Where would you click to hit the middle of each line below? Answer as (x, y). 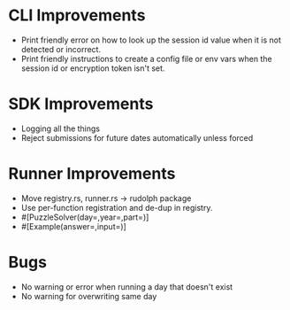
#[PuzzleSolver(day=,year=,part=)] (85, 217)
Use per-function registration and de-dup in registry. (117, 207)
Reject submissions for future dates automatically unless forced (137, 137)
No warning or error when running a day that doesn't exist (127, 287)
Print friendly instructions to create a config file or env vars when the (146, 58)
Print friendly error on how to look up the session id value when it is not (151, 40)
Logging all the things (61, 128)
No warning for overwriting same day (89, 296)
